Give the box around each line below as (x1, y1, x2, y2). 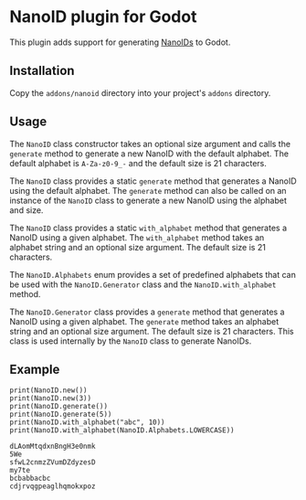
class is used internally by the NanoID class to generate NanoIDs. (9, 335, 252, 346)
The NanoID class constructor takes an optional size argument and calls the (9, 138, 290, 149)
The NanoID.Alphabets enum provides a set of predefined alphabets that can (9, 269, 297, 280)
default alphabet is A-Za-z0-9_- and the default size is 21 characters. (9, 157, 267, 168)
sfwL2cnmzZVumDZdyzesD (9, 458, 96, 467)
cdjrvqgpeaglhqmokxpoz (9, 482, 96, 491)
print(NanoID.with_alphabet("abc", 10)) (9, 418, 166, 427)
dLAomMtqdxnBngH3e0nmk (9, 441, 96, 452)
